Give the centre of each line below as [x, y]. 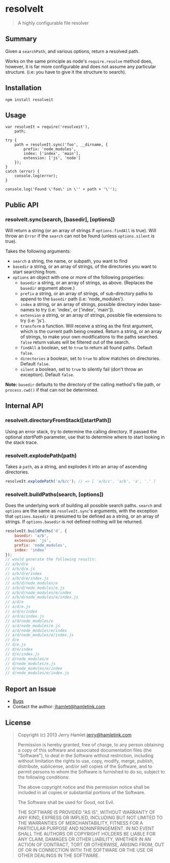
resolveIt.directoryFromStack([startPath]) [58, 421]
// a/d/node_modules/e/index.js [39, 635]
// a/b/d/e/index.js [27, 578]
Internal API [24, 406]
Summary [21, 39]
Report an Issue [31, 689]
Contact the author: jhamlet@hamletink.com [59, 707]
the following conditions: [44, 777]
